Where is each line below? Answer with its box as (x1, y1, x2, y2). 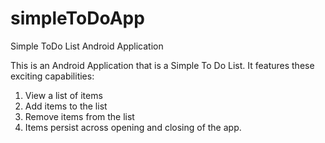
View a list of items (24, 89, 103, 101)
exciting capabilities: (10, 70, 95, 82)
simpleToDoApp (10, 7, 145, 30)
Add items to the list (24, 100, 108, 112)
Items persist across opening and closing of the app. (24, 121, 242, 133)
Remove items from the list (24, 110, 135, 122)
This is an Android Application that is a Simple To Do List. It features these (10, 59, 315, 71)
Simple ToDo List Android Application (10, 40, 164, 52)
